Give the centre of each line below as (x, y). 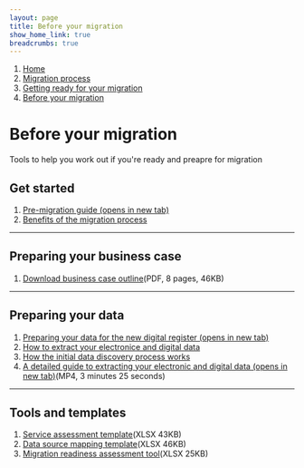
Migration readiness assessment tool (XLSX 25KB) (115, 453)
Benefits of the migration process (85, 219)
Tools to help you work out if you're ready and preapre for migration (136, 160)
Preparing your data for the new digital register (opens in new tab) (146, 337)
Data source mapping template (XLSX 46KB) (104, 444)
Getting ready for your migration (82, 88)
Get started (42, 188)
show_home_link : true (50, 34)
